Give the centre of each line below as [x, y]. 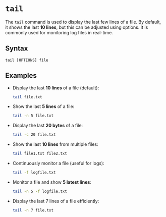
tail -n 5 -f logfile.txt [40, 191]
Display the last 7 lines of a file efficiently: [56, 201]
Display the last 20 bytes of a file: [48, 126]
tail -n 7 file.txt [33, 210]
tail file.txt [27, 97]
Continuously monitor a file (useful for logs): [58, 164]
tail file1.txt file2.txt [40, 154]
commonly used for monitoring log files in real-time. [59, 32]
